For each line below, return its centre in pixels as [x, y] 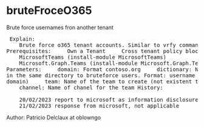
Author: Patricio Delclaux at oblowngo [54, 117]
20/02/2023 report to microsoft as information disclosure [109, 100]
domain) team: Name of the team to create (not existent [99, 81]
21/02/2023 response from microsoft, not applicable [99, 106]
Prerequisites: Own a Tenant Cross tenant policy [94, 51]
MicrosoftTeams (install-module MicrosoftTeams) [93, 57]
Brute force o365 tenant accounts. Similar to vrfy [97, 45]
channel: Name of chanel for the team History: [91, 88]
